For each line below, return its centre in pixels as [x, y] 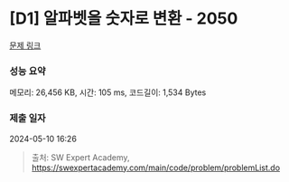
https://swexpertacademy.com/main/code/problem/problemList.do [156, 168]
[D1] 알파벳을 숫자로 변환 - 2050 [124, 19]
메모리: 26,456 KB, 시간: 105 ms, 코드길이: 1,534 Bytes [108, 92]
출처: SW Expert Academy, [80, 157]
